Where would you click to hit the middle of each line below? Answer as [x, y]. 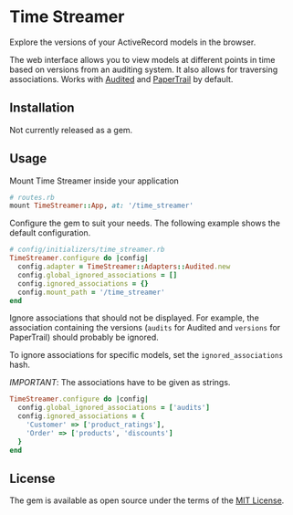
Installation [42, 108]
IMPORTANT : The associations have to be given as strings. [120, 383]
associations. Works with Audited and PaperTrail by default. [121, 79]
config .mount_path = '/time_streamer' [92, 292]
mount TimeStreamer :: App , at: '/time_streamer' [102, 206]
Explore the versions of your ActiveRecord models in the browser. [133, 42]
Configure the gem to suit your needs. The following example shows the [145, 223]
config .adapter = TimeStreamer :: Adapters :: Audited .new [124, 267]
